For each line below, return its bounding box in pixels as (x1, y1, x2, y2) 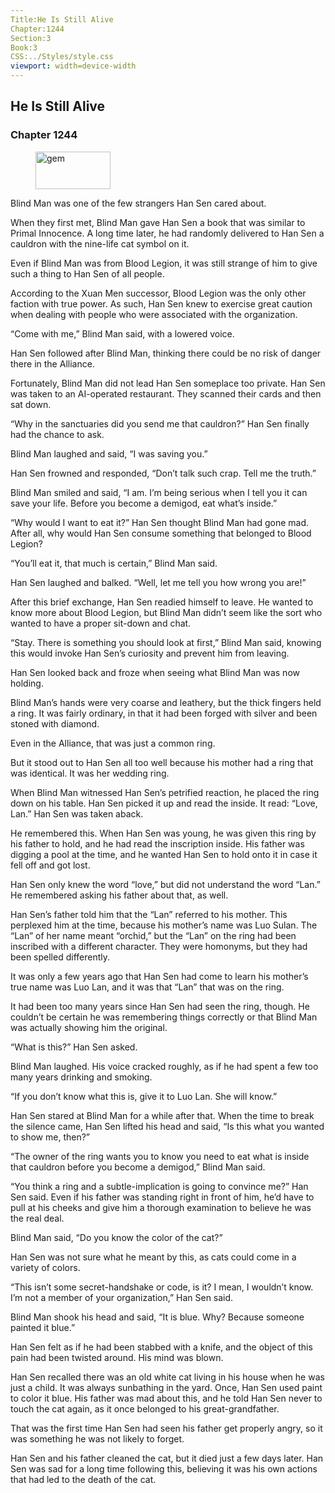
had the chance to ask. (10, 428, 105, 440)
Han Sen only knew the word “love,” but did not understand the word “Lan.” (10, 878, 321, 890)
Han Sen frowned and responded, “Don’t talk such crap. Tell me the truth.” (10, 467, 317, 479)
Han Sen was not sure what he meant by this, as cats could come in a (10, 1251, 297, 1263)
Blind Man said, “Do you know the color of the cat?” (10, 1231, 223, 1243)
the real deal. (10, 1212, 65, 1224)
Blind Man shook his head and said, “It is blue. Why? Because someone (10, 1311, 305, 1323)
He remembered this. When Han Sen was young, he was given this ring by (10, 827, 317, 839)
